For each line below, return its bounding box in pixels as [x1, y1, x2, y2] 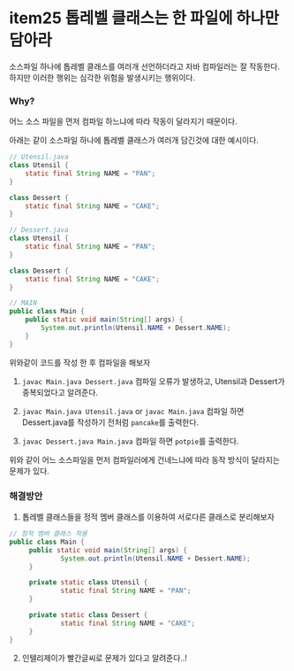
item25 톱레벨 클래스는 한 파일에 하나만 [9, 8, 280, 28]
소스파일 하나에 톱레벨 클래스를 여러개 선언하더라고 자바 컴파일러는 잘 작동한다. [9, 61, 281, 72]
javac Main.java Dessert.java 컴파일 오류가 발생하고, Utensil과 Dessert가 [21, 375, 285, 386]
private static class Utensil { [28, 578, 148, 587]
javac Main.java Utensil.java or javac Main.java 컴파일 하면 [21, 405, 245, 416]
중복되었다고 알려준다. [21, 387, 99, 397]
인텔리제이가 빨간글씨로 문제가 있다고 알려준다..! [21, 652, 188, 663]
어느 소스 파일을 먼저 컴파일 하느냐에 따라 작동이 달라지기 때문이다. [9, 116, 237, 127]
